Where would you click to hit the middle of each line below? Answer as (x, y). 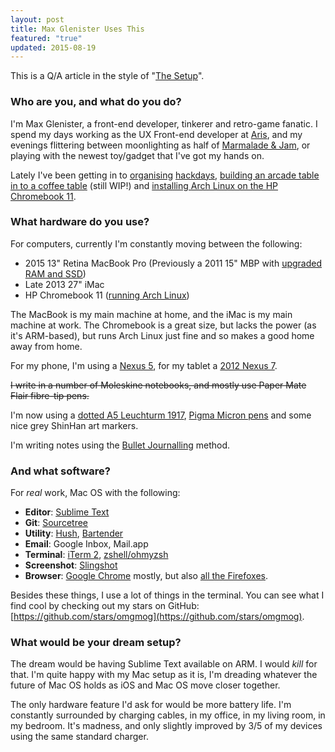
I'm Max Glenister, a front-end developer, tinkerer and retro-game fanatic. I (164, 123)
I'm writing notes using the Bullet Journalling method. (120, 445)
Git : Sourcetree (56, 523)
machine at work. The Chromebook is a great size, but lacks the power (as (163, 325)
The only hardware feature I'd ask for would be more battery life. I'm (151, 705)
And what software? (60, 471)
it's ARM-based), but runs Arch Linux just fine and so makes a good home (162, 335)
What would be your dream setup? (96, 643)
